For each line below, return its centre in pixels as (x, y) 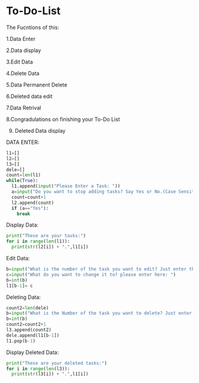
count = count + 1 (29, 197)
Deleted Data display (40, 130)
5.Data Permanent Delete (37, 85)
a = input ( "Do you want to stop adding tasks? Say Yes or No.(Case (94, 192)
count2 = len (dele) (28, 308)
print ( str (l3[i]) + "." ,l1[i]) (50, 374)
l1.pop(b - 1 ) (21, 341)
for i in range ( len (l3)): (38, 369)
